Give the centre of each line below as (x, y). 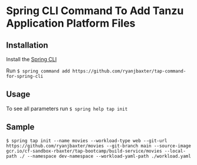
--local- (175, 151)
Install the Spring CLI (32, 59)
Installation (27, 45)
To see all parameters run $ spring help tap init (67, 108)
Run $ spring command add (38, 71)
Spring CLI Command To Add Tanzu (95, 11)
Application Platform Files (71, 23)
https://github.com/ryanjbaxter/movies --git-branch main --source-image (99, 146)
